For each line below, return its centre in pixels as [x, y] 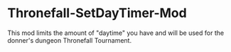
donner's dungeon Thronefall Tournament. [70, 40]
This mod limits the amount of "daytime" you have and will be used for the [116, 33]
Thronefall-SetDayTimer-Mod [97, 13]
